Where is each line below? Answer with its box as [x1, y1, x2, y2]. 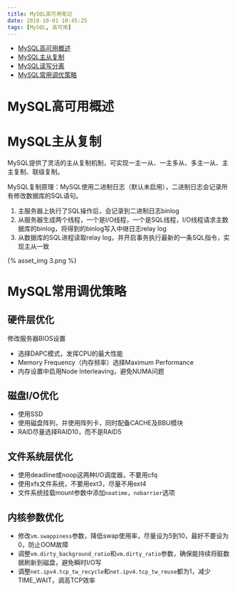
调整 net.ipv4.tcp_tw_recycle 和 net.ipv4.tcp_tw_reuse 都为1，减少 [17, 567, 211, 575]
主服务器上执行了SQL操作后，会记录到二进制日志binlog [17, 206, 180, 215]
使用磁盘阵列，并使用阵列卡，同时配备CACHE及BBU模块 [17, 419, 184, 427]
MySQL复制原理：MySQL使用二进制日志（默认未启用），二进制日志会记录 [7, 182, 222, 191]
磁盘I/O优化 [7, 389, 59, 402]
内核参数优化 [7, 511, 64, 523]
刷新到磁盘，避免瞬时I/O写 [23, 558, 102, 566]
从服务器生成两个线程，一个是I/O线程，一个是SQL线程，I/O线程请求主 [17, 215, 223, 224]
